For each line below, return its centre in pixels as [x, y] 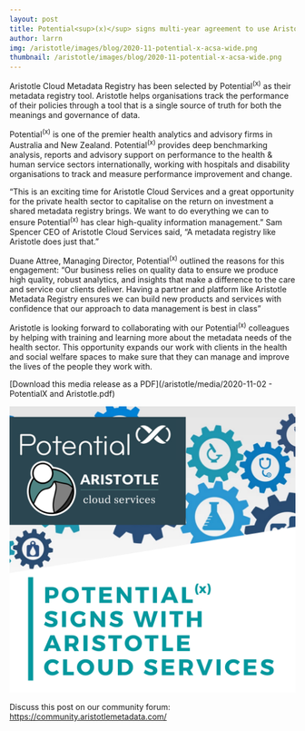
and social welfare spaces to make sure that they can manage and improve [150, 357]
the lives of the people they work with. [81, 367]
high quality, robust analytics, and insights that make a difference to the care [152, 280]
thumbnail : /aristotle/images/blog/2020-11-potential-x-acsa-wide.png [146, 58]
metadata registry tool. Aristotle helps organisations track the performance [149, 95]
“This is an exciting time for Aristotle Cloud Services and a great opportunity [152, 192]
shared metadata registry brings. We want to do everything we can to [139, 211]
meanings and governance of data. [75, 114]
